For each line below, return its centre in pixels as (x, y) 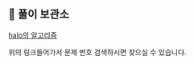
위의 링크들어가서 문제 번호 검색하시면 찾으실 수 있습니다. (97, 52)
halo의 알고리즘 (33, 35)
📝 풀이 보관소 (39, 14)
